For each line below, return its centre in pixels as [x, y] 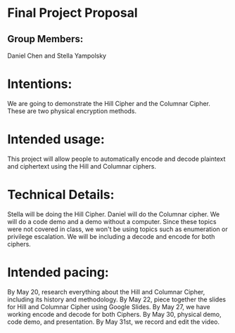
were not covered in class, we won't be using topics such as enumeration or [118, 229]
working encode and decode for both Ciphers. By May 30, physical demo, [114, 314]
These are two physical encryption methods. [72, 111]
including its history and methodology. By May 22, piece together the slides [117, 299]
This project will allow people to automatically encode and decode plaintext [116, 159]
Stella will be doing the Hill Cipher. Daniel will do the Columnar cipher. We [114, 214]
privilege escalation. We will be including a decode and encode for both [111, 236]
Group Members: [45, 39]
